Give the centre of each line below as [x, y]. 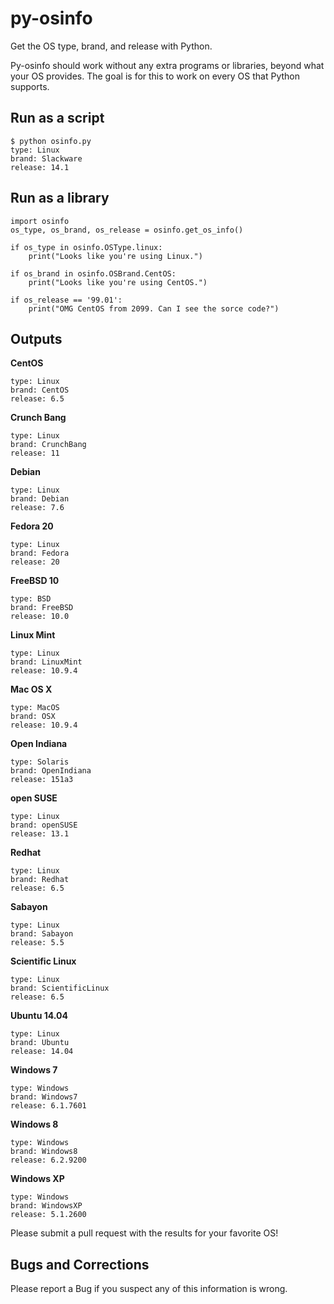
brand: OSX [33, 717]
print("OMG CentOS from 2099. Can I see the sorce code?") [154, 308]
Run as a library [60, 198]
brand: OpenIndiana [51, 771]
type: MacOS [35, 708]
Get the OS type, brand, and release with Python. [111, 46]
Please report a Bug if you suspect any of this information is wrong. [149, 1289]
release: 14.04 [42, 1052]
